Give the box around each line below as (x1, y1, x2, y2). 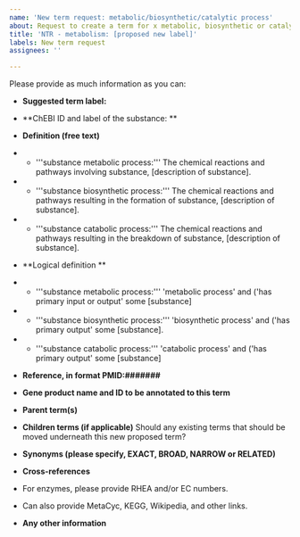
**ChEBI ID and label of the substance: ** (21, 113, 178, 124)
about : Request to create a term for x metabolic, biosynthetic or (9, 21, 266, 30)
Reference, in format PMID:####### (21, 370, 161, 381)
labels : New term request (9, 37, 105, 47)
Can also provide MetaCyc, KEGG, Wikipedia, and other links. (21, 500, 248, 511)
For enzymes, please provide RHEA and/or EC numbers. (21, 483, 229, 494)
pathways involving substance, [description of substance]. (35, 167, 252, 178)
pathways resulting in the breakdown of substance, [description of (35, 233, 281, 244)
